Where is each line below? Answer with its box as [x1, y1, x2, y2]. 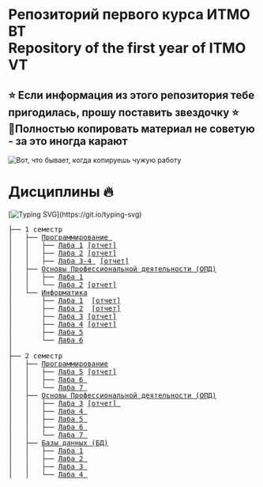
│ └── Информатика [8, 288, 88, 297]
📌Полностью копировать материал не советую [8, 122, 255, 135]
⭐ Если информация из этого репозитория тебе [8, 89, 255, 102]
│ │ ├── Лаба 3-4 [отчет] [8, 256, 130, 266]
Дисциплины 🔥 [8, 183, 114, 201]
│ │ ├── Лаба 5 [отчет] [8, 367, 117, 376]
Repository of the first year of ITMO [8, 40, 246, 57]
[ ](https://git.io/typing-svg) [8, 210, 142, 219]
